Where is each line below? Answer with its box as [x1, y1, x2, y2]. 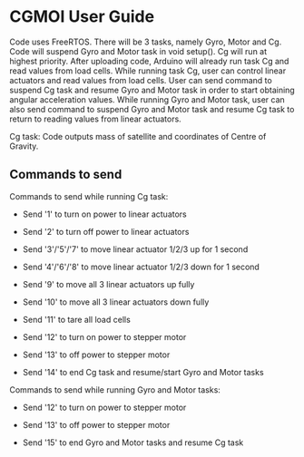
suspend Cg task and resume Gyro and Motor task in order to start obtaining [9, 84, 295, 95]
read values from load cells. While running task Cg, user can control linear [9, 65, 287, 76]
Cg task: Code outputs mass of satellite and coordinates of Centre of [9, 131, 267, 141]
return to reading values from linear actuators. [9, 113, 181, 124]
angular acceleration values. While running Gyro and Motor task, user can [9, 93, 286, 105]
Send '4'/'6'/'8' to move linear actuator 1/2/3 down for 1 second [22, 261, 260, 272]
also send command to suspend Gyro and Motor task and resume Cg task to [9, 103, 295, 114]
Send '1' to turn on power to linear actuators [22, 209, 188, 219]
